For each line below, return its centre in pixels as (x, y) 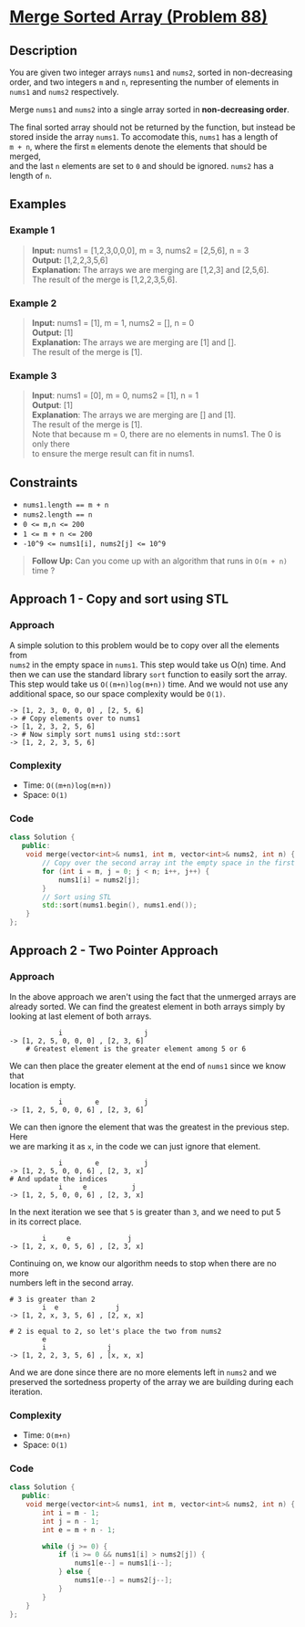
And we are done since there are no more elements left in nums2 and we (143, 1372)
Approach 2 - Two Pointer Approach (114, 951)
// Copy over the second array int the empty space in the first (169, 863)
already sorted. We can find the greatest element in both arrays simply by (147, 1006)
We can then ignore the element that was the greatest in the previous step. (149, 1127)
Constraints (44, 483)
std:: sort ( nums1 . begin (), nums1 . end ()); (120, 906)
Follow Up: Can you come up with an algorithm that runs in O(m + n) (160, 561)
